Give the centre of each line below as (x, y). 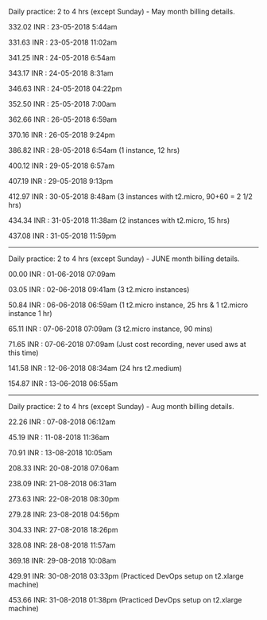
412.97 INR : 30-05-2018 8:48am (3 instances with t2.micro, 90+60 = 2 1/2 (130, 197)
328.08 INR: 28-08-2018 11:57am (62, 545)
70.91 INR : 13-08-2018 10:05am (60, 452)
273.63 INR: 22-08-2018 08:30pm (64, 499)
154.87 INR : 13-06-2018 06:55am (63, 384)
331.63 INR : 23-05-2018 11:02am (63, 42)
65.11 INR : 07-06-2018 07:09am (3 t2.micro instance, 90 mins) (110, 329)
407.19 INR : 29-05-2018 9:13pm (61, 181)
